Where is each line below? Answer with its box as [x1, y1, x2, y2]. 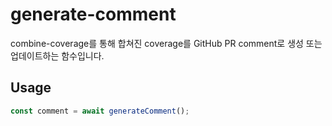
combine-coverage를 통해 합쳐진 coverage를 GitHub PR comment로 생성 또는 [10, 37, 323, 49]
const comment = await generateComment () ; [10, 106, 190, 116]
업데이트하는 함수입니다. [10, 49, 105, 62]
